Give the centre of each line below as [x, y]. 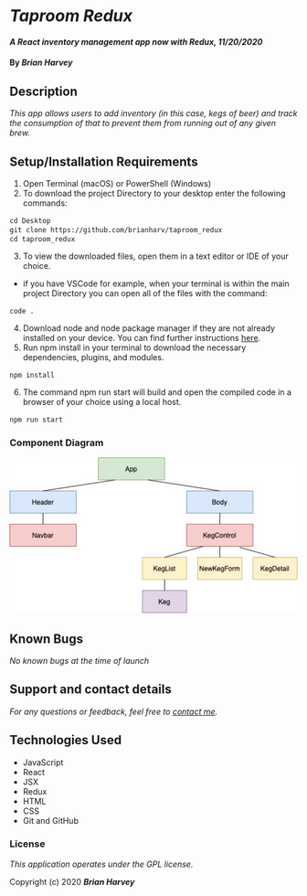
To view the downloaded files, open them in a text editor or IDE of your [156, 256]
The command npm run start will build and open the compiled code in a [157, 392]
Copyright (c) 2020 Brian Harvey [72, 881]
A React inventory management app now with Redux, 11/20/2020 [136, 41]
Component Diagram [57, 443]
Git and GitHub [51, 820]
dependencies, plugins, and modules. [93, 357]
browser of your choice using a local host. [102, 402]
